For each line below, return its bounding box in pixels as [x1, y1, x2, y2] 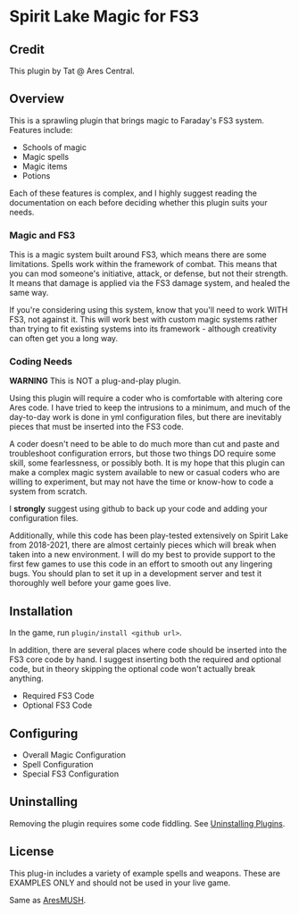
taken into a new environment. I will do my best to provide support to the [9, 549, 276, 560]
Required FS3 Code [21, 691, 95, 701]
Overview [9, 91, 65, 106]
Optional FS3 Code [21, 700, 93, 711]
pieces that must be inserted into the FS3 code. [9, 422, 185, 432]
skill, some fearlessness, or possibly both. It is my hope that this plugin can [9, 457, 286, 468]
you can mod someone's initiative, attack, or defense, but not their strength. [9, 268, 288, 279]
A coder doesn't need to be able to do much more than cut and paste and [9, 439, 279, 449]
